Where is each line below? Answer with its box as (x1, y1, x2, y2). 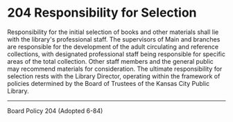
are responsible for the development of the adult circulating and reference (7, 42, 219, 51)
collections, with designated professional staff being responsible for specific (7, 50, 225, 58)
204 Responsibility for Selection (7, 5, 197, 21)
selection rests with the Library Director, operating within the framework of (7, 71, 221, 80)
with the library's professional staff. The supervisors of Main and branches (7, 35, 221, 43)
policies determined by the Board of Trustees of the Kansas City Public (7, 79, 210, 87)
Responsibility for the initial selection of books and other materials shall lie (7, 28, 219, 36)
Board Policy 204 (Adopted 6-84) (7, 106, 103, 115)
